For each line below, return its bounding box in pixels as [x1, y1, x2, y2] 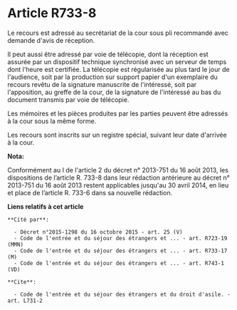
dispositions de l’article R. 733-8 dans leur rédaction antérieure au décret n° [7, 173, 230, 182]
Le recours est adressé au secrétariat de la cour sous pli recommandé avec [7, 29, 229, 37]
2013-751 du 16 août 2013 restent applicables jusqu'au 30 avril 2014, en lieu [7, 180, 229, 190]
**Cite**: [7, 278, 37, 286]
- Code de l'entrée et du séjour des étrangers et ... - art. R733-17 [14, 247, 228, 254]
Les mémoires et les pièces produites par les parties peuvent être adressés [7, 109, 228, 118]
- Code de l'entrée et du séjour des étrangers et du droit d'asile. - [14, 291, 231, 298]
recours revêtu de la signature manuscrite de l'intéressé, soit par [7, 80, 197, 88]
